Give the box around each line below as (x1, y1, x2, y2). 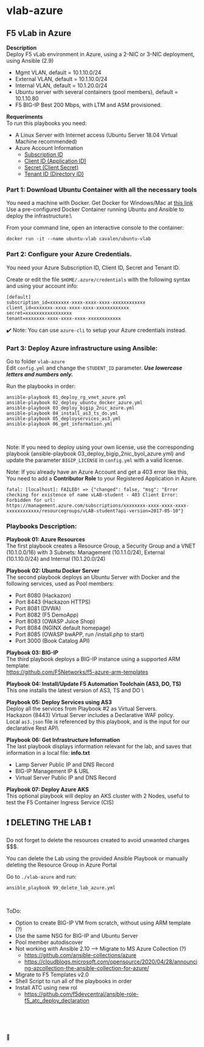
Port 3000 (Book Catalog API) (15, 637, 90, 645)
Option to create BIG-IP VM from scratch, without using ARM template (15, 919, 191, 926)
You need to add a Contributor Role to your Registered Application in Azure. (6, 474, 198, 482)
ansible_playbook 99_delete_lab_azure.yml (6, 885, 116, 891)
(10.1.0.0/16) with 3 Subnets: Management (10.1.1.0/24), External (6, 549, 166, 556)
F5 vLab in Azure (6, 28, 72, 38)
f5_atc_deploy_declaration (24, 997, 90, 1004)
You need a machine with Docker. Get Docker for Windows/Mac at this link (6, 199, 194, 207)
